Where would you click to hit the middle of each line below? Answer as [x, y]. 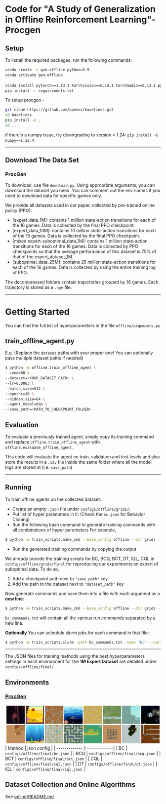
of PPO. [20, 272]
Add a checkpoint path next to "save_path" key [60, 578]
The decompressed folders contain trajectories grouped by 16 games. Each [82, 282]
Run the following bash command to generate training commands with [84, 524]
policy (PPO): [19, 210]
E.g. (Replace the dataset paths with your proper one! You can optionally [79, 353]
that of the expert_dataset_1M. [43, 257]
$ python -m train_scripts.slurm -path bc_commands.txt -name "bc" [76, 642]
